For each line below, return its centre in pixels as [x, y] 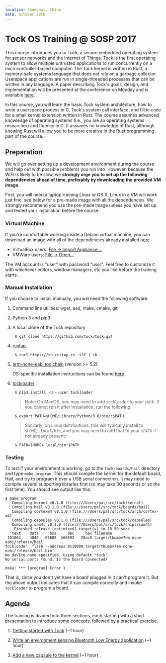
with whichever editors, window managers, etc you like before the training [81, 270]
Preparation [24, 152]
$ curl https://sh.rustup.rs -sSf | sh [56, 355]
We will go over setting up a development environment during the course [80, 164]
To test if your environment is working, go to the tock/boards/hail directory [83, 469]
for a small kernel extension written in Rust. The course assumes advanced [82, 115]
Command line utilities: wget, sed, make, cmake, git [65, 308]
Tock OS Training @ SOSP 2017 [71, 39]
